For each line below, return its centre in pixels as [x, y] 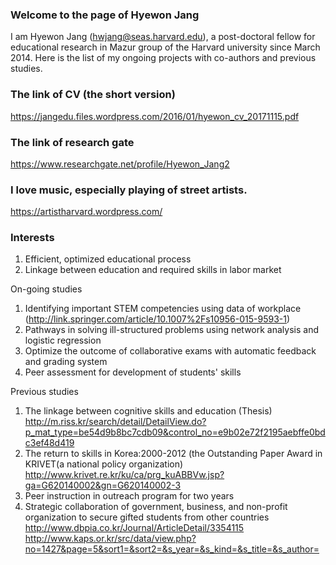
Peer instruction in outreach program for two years [129, 496]
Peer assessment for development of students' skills [133, 372]
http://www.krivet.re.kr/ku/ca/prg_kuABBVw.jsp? [124, 475]
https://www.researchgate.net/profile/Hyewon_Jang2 [120, 164]
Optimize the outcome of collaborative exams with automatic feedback [170, 351]
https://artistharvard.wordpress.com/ [86, 212]
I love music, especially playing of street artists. [129, 190]
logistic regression [63, 340]
